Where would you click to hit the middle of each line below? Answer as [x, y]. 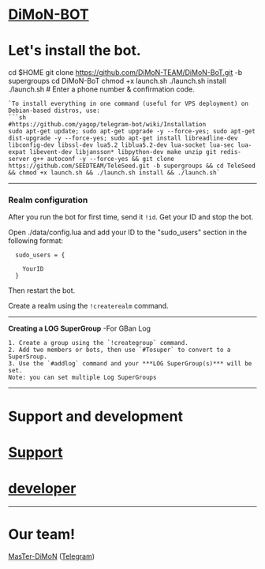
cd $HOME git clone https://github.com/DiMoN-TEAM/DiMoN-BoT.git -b [125, 73]
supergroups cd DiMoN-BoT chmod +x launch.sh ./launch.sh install [117, 81]
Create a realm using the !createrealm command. [88, 306]
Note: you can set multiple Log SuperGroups [82, 378]
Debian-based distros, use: [54, 111]
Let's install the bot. [75, 51]
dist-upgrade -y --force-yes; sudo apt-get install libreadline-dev [123, 139]
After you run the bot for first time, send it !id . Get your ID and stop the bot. [131, 217]
